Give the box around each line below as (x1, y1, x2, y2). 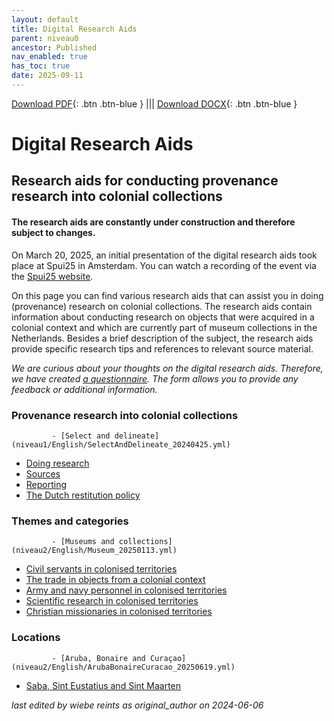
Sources (25, 467, 61, 480)
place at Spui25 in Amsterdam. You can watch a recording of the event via (11, 259, 317, 271)
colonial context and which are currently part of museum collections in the (11, 321, 318, 333)
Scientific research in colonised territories (25, 595, 199, 607)
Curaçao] (149, 653, 187, 663)
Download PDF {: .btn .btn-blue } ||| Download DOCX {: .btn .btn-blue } (11, 97, 298, 110)
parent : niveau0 (11, 33, 79, 43)
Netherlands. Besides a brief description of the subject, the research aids (11, 332, 314, 344)
